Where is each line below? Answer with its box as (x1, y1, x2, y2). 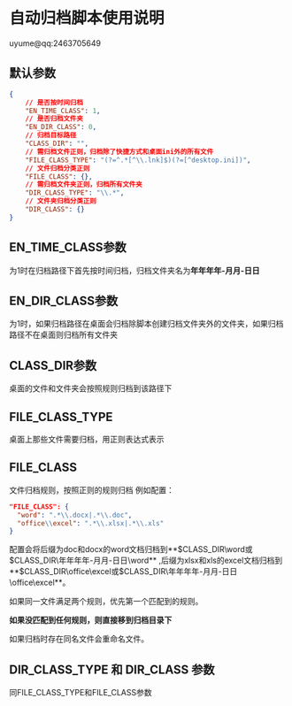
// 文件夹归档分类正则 (25, 196, 97, 206)
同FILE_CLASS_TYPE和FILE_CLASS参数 (9, 687, 152, 698)
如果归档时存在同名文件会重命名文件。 (9, 633, 149, 644)
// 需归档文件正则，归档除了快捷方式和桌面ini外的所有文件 (25, 147, 214, 156)
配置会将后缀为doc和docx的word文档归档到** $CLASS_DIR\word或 (9, 544, 254, 555)
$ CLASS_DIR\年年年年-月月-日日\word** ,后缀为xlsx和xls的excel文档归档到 (9, 555, 283, 566)
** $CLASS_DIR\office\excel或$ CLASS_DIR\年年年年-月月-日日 (9, 566, 238, 577)
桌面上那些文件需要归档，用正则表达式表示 (9, 434, 165, 444)
